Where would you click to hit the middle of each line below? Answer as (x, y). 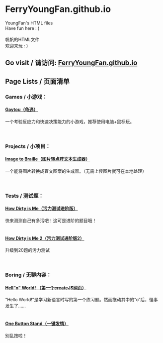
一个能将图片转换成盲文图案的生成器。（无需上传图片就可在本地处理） (76, 171)
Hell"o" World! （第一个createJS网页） (46, 288)
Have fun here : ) (22, 28)
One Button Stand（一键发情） (37, 324)
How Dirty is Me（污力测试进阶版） (41, 209)
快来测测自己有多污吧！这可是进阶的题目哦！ (51, 221)
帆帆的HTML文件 (22, 39)
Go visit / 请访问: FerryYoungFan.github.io (71, 63)
